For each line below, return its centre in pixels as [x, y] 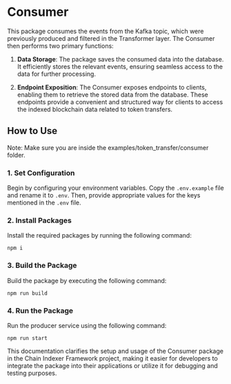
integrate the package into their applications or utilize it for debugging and [113, 365]
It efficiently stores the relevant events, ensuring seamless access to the [120, 66]
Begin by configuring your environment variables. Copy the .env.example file [115, 188]
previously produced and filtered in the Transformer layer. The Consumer [111, 38]
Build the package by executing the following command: [87, 280]
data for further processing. [57, 74]
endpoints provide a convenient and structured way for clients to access [120, 102]
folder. [16, 155]
